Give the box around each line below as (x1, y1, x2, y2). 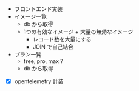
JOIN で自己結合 (32, 43, 74, 50)
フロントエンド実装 (14, 5, 63, 12)
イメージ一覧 (14, 13, 47, 20)
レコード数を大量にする (32, 36, 92, 42)
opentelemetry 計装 (14, 78, 64, 85)
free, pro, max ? (23, 58, 63, 65)
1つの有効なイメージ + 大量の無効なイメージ (23, 28, 134, 35)
